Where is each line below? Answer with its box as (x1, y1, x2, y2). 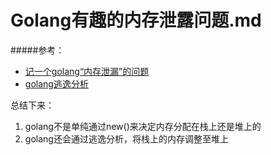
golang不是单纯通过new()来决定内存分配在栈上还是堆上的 (24, 120, 262, 132)
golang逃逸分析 (24, 77, 89, 90)
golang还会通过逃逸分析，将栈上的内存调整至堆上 (24, 132, 229, 145)
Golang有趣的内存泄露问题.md (10, 9, 262, 32)
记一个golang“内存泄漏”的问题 (24, 65, 150, 77)
